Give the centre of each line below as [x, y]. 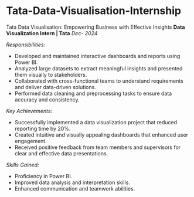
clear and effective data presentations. [61, 153]
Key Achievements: [29, 111]
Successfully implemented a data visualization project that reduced [96, 122]
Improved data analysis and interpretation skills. [72, 182]
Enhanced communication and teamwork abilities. [75, 188]
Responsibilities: [26, 45]
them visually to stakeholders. [51, 74]
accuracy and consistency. [47, 99]
